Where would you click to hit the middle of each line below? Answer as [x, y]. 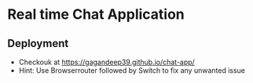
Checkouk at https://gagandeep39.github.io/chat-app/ [107, 62]
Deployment [38, 43]
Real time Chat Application [96, 14]
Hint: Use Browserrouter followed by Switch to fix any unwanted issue [132, 70]
